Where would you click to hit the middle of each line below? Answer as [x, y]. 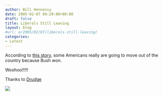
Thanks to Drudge [23, 79]
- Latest [14, 41]
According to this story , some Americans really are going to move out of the [82, 55]
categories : [17, 37]
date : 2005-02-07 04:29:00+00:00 [39, 14]
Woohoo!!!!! [17, 70]
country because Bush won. [34, 60]
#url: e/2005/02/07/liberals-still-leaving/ [51, 32]
